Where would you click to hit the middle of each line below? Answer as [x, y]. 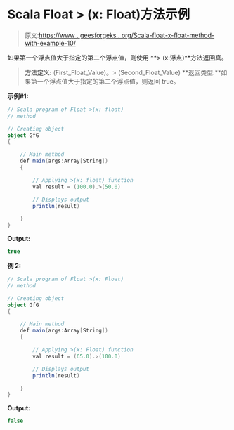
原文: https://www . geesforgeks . [72, 35]
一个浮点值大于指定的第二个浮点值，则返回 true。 [109, 81]
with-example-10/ [50, 43]
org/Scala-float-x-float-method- [168, 35]
